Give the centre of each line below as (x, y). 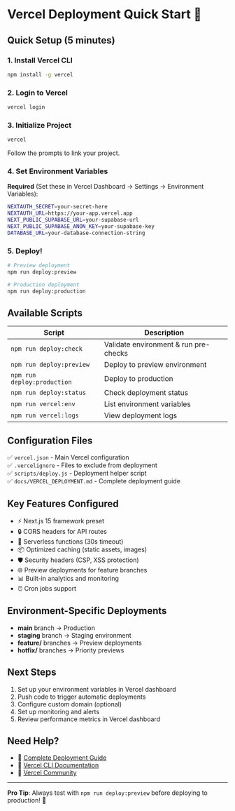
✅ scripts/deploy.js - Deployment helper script (77, 474)
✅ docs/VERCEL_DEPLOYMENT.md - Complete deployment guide (94, 481)
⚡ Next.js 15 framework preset (61, 521)
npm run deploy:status (48, 393)
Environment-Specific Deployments (87, 611)
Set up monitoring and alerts (58, 711)
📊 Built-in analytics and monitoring (68, 578)
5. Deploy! (25, 250)
